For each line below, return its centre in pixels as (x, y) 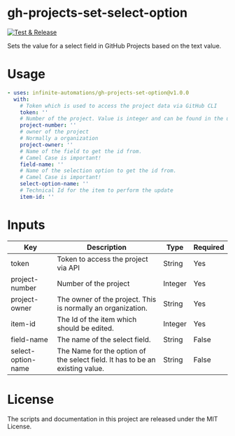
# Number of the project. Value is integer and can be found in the (122, 119)
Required (209, 247)
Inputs (26, 225)
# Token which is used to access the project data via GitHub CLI (119, 106)
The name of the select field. (104, 339)
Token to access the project (102, 259)
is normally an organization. (102, 308)
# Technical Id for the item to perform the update (97, 190)
